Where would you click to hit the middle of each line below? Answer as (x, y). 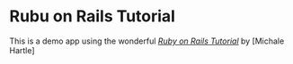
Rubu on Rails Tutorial (92, 16)
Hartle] (22, 50)
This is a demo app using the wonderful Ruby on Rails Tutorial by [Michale (147, 41)
